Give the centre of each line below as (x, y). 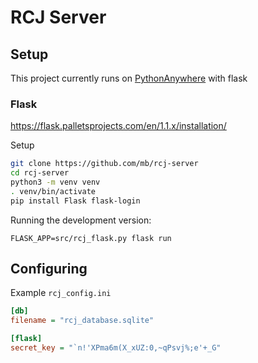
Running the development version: (81, 220)
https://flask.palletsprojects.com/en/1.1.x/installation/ (118, 126)
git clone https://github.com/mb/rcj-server (104, 164)
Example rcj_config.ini (61, 293)
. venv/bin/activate (53, 191)
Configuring (49, 269)
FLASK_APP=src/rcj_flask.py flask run (91, 238)
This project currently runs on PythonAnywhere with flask (129, 78)
